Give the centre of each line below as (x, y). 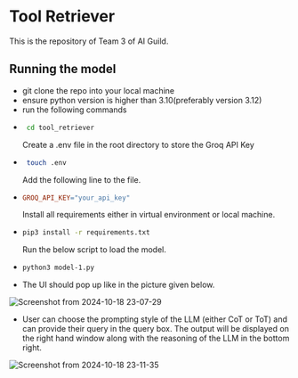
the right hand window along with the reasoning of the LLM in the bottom (156, 338)
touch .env (46, 162)
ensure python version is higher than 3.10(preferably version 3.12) (142, 100)
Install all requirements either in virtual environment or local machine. (149, 215)
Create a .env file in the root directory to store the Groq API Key (138, 144)
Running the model (63, 69)
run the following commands (74, 110)
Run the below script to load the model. (94, 250)
